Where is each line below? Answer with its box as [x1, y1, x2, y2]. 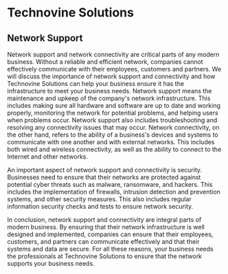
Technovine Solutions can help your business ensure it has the [7, 80, 184, 87]
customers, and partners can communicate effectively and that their [7, 238, 200, 245]
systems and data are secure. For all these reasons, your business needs [7, 245, 214, 253]
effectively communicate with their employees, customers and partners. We [7, 65, 222, 73]
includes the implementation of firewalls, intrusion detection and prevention [7, 187, 221, 196]
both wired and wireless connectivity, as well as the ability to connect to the [7, 146, 222, 153]
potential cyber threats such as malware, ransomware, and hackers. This [7, 181, 213, 188]
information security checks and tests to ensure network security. [7, 203, 194, 210]
